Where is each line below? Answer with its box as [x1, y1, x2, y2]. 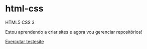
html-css [5, 3, 44, 14]
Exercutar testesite [5, 38, 44, 45]
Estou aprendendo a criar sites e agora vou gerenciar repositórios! [5, 29, 142, 35]
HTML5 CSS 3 [5, 19, 35, 25]
